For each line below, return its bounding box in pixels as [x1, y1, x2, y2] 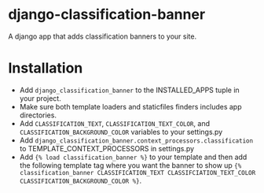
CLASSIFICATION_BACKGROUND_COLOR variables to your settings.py [19, 127, 223, 136]
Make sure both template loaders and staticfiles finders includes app [19, 102, 242, 111]
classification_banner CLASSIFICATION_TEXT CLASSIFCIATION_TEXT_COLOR [19, 169, 256, 176]
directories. [19, 110, 57, 120]
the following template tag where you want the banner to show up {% [19, 160, 242, 170]
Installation [8, 59, 83, 77]
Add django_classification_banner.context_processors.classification [19, 135, 254, 145]
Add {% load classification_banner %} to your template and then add [19, 152, 247, 161]
